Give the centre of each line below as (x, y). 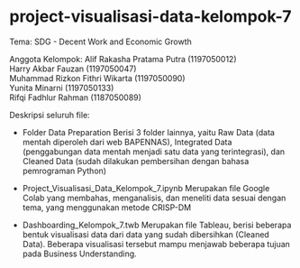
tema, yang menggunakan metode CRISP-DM (107, 207)
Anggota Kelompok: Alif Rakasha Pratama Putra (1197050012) (123, 59)
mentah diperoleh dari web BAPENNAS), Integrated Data (127, 142)
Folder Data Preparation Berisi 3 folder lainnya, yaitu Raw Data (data (148, 132)
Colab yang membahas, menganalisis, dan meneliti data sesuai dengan (154, 198)
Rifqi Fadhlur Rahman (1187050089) (76, 97)
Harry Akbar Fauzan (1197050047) (73, 69)
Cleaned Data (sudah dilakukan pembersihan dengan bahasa (136, 161)
